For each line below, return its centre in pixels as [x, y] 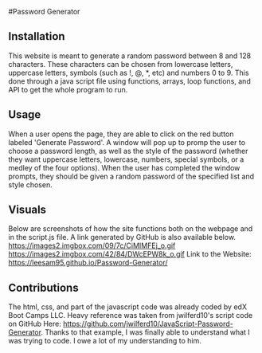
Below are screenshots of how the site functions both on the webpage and [131, 229]
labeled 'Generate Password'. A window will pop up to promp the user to [127, 142]
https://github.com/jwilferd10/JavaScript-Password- [148, 324]
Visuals [27, 210]
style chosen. [31, 184]
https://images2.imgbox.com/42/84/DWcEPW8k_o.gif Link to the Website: [130, 254]
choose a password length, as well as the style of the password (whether [128, 151]
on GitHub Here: [35, 324]
